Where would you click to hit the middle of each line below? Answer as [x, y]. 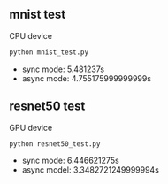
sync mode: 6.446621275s [70, 161]
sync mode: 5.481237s [63, 69]
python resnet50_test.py [55, 144]
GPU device [31, 127]
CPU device [31, 35]
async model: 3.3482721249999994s [90, 170]
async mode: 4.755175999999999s [87, 78]
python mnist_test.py [49, 52]
